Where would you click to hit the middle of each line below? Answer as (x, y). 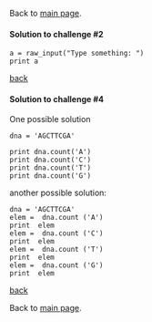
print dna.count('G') (51, 176)
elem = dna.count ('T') (56, 250)
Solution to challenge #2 (56, 34)
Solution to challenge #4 (57, 99)
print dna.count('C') (51, 160)
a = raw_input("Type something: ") (77, 54)
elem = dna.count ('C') (56, 234)
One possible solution (50, 119)
